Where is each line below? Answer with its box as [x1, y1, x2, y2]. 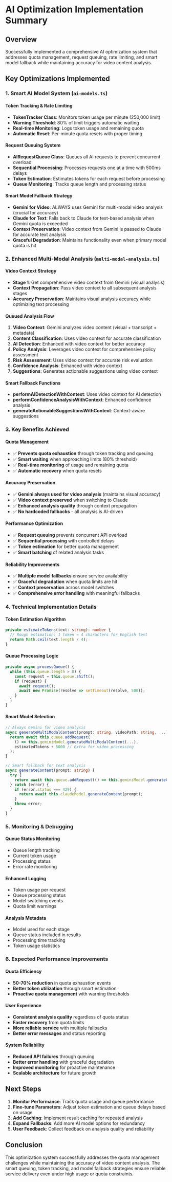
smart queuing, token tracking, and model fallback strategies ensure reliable [5, 1165, 166, 1171]
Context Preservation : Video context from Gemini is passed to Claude [12, 226, 161, 232]
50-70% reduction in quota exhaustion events [12, 979, 111, 986]
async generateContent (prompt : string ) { [5, 768, 95, 773]
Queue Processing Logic [5, 653, 59, 659]
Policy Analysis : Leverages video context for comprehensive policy [12, 346, 156, 353]
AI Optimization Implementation [5, 4, 144, 15]
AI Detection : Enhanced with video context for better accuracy [12, 341, 146, 347]
